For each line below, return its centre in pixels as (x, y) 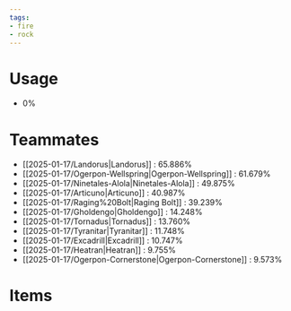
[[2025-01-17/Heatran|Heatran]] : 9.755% (99, 250)
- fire (22, 26)
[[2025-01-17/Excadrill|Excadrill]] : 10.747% (102, 241)
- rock (22, 34)
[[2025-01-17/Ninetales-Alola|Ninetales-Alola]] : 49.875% (128, 184)
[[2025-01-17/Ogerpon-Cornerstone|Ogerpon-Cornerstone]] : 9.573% (152, 260)
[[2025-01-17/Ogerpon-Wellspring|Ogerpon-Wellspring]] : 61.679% (146, 174)
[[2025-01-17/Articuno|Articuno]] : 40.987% (104, 193)
